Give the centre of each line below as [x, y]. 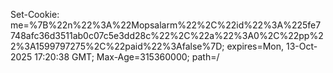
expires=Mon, [255, 46]
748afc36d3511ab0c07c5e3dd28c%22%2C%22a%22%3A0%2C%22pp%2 [167, 35]
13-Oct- [301, 46]
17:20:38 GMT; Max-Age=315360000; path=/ [127, 57]
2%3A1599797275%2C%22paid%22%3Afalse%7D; [117, 46]
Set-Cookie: [35, 14]
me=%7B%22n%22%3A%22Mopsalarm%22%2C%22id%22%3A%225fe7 [166, 25]
